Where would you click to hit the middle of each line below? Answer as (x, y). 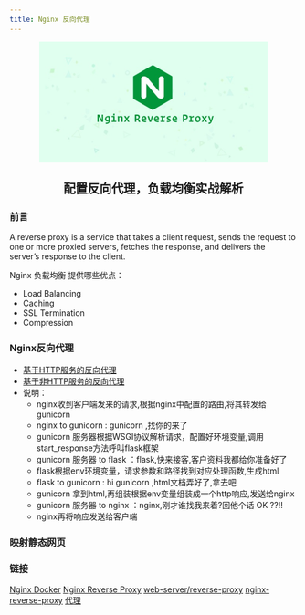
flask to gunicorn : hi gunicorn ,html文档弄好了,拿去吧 (137, 482)
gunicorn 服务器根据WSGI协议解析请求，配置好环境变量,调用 (150, 436)
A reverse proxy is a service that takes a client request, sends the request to (153, 237)
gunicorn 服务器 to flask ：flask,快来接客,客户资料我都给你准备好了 (162, 459)
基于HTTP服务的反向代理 (69, 370)
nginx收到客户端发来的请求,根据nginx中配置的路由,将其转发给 (151, 404)
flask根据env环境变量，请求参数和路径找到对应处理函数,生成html (158, 471)
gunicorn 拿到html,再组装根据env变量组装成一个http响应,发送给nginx (165, 494)
